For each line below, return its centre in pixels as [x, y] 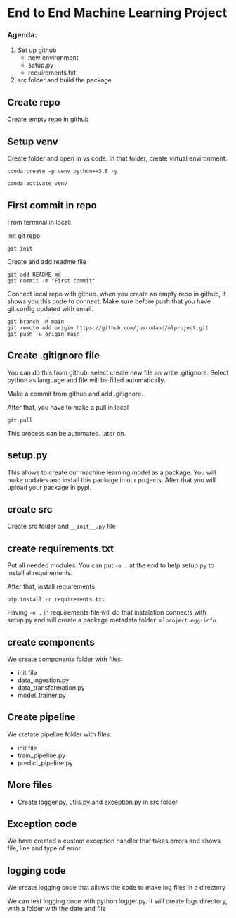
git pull [20, 420]
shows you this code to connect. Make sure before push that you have [109, 301]
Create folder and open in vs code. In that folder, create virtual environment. [117, 158]
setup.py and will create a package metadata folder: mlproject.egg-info [112, 620]
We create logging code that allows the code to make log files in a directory [117, 888]
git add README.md [34, 275]
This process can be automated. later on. [67, 433]
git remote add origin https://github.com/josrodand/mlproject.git [108, 328]
